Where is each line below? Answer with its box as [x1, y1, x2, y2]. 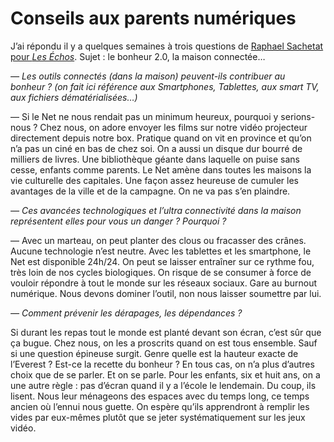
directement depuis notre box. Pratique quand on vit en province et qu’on [10, 132, 312, 144]
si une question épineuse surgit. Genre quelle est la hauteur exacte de [10, 347, 299, 359]
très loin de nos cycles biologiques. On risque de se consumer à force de [10, 266, 312, 278]
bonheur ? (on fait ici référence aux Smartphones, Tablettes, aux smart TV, [10, 80, 320, 92]
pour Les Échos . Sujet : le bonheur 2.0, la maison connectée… [10, 50, 266, 62]
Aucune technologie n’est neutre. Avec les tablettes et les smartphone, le [10, 245, 312, 257]
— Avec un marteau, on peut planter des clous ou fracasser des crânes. [10, 234, 307, 246]
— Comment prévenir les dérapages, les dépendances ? [10, 307, 243, 319]
